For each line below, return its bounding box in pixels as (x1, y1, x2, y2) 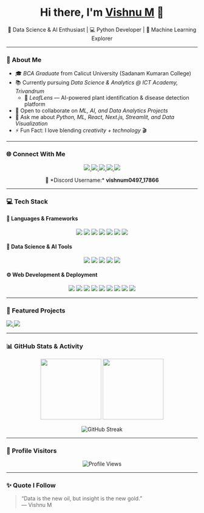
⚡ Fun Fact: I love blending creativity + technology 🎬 (15, 127, 147, 134)
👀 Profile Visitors (6, 446, 57, 455)
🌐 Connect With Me (6, 150, 66, 159)
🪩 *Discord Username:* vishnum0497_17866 (45, 176, 159, 184)
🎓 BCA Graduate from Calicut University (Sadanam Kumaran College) (15, 70, 191, 77)
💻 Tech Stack (6, 198, 49, 206)
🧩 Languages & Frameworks (6, 215, 78, 222)
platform (24, 100, 46, 108)
